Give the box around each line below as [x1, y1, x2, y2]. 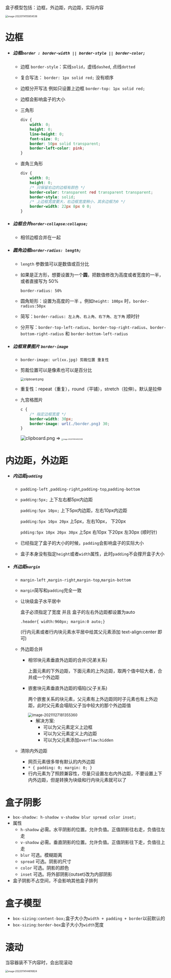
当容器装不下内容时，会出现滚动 [5, 960, 72, 966]
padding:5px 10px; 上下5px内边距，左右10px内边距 [20, 507, 128, 514]
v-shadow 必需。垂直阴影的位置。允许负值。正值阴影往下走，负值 [20, 839, 157, 846]
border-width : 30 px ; [30, 416, 74, 421]
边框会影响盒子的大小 [20, 96, 65, 102]
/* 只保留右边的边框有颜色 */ [30, 185, 85, 190]
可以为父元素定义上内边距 [43, 730, 97, 737]
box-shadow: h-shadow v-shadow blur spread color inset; [12, 815, 137, 820]
